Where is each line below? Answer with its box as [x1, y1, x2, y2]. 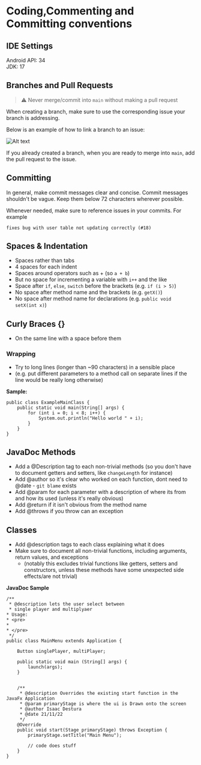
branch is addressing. [6, 114, 60, 121]
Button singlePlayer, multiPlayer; [17, 649, 106, 655]
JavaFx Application [6, 695, 55, 702]
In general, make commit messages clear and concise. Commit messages [6, 189, 188, 196]
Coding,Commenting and [6, 4, 134, 18]
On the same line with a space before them [14, 335, 122, 342]
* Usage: [6, 612, 28, 618]
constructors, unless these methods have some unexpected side [23, 567, 184, 574]
